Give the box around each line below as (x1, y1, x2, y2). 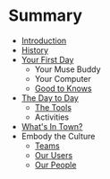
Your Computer (34, 73, 91, 84)
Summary (8, 5, 82, 26)
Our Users (34, 149, 73, 160)
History (21, 44, 49, 55)
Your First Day (21, 54, 74, 65)
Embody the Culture (21, 130, 96, 141)
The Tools (34, 102, 72, 112)
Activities (34, 112, 70, 122)
